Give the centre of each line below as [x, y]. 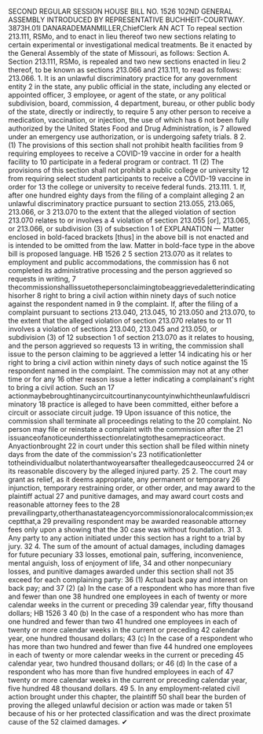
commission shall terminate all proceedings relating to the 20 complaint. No [130, 421]
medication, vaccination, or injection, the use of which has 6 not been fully [129, 120]
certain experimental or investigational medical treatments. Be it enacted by [130, 45]
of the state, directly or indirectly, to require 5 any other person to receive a [130, 112]
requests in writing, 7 [42, 279]
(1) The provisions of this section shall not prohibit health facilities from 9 [126, 145]
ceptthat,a [25, 521]
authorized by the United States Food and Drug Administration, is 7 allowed [130, 128]
